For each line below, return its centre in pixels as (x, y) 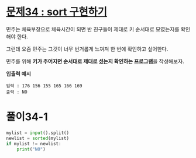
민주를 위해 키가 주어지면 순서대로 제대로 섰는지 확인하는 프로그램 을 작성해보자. (95, 61)
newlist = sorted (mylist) (37, 138)
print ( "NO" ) (31, 149)
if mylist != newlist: (34, 143)
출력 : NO (17, 92)
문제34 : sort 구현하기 (56, 12)
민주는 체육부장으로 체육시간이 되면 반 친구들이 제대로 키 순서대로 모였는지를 (93, 29)
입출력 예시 (18, 73)
